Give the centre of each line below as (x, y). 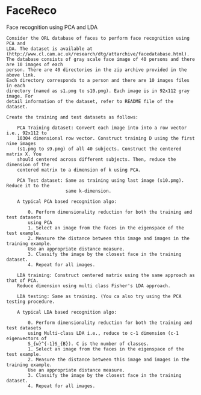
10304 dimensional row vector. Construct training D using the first (106, 138)
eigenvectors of (26, 338)
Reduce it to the (28, 185)
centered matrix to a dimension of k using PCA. (79, 170)
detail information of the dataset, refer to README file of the (90, 101)
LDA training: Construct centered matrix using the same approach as (106, 275)
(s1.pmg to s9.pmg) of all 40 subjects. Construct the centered (99, 149)
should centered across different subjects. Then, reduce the (97, 159)
